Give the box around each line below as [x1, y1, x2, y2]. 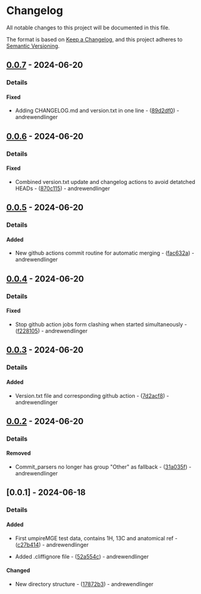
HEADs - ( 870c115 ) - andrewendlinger [15, 185, 110, 192]
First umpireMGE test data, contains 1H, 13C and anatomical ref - [15, 534, 178, 541]
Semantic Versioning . [6, 42, 60, 50]
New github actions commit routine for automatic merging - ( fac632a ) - [15, 249, 195, 257]
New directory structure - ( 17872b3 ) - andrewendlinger [15, 580, 154, 587]
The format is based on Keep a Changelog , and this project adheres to [6, 35, 183, 43]
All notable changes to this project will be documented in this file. [6, 24, 171, 31]
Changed [6, 566, 30, 574]
